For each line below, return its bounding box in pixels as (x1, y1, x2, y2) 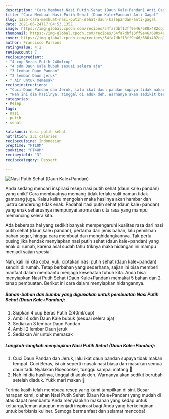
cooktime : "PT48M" (5, 148, 44, 153)
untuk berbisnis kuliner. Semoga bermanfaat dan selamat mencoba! (5, 408, 145, 414)
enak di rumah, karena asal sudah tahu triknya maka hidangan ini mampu (5, 243, 156, 249)
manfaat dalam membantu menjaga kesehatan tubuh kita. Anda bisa (5, 269, 146, 275)
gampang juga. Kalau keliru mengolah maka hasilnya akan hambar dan (5, 196, 151, 202)
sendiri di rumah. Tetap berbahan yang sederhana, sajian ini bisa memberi (5, 264, 159, 270)
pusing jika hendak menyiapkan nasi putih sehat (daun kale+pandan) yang (5, 238, 159, 244)
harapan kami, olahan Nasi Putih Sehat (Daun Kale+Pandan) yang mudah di (5, 392, 161, 398)
